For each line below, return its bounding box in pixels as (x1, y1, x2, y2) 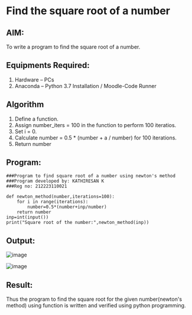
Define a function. (14, 115, 59, 122)
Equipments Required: (6, 60, 90, 70)
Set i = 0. (14, 128, 37, 135)
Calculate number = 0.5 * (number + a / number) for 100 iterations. (14, 134, 177, 141)
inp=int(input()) (6, 215, 49, 220)
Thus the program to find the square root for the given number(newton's (6, 295, 183, 303)
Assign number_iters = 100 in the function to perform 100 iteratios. (14, 121, 177, 128)
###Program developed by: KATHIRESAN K (6, 178, 105, 184)
